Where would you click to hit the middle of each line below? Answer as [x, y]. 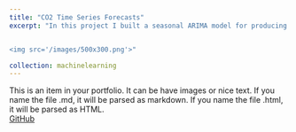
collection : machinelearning [63, 66]
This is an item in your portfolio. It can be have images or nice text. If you [142, 90]
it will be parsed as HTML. [57, 109]
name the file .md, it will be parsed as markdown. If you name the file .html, [146, 100]
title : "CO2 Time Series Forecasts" [77, 17]
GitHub [22, 119]
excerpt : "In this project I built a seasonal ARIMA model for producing [148, 26]
